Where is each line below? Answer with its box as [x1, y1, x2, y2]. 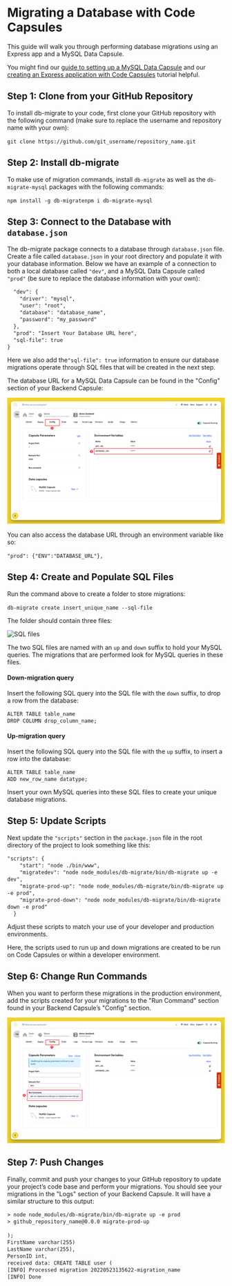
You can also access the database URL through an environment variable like [7, 530, 224, 539]
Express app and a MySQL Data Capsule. [7, 50, 124, 58]
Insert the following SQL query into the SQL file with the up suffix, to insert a [7, 747, 223, 756]
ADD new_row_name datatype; [7, 776, 88, 783]
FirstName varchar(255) [7, 1238, 76, 1246]
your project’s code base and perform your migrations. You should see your [7, 1182, 222, 1191]
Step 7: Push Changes [7, 1157, 104, 1169]
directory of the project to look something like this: [7, 841, 151, 849]
